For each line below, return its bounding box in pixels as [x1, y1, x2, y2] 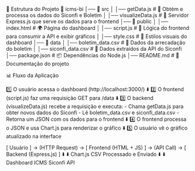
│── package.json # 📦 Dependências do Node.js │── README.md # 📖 [6, 52, 180, 58]
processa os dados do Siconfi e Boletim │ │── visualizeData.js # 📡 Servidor [6, 12, 189, 19]
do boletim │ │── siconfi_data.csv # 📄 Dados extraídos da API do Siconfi [6, 46, 182, 52]
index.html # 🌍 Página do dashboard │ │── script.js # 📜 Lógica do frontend [6, 25, 190, 32]
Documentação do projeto [6, 60, 69, 67]
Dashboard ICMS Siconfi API [6, 159, 75, 166]
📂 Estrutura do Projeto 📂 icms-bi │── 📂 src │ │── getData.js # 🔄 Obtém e [6, 6, 183, 12]
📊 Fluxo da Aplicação [6, 72, 59, 79]
